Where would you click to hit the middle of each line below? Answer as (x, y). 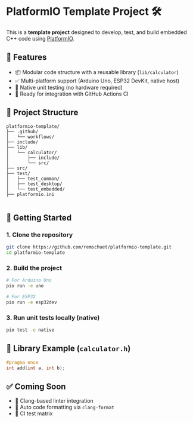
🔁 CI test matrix (34, 413)
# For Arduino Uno (29, 281)
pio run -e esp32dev (32, 302)
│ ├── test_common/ (33, 179)
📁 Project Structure (42, 113)
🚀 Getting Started (39, 218)
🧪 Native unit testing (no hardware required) (69, 87)
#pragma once (22, 362)
